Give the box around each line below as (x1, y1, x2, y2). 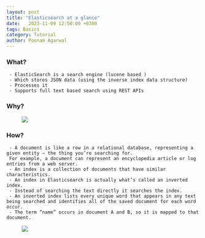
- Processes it (9, 82, 48, 89)
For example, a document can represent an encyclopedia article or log (9, 155, 196, 161)
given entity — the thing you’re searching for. (6, 150, 133, 156)
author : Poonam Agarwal (6, 37, 68, 44)
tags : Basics (6, 26, 40, 33)
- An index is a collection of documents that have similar (9, 166, 166, 172)
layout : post (6, 9, 40, 15)
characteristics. (6, 171, 51, 178)
